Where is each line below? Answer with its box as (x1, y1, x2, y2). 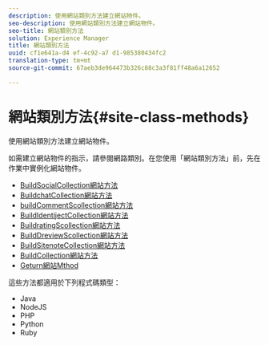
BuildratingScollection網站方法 (19, 220, 121, 229)
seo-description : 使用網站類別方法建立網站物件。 (8, 19, 159, 27)
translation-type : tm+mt (8, 57, 91, 65)
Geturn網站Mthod (19, 260, 78, 270)
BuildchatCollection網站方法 (19, 190, 113, 200)
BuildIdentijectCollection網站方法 (19, 210, 129, 220)
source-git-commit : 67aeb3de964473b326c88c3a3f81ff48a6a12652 (8, 64, 220, 72)
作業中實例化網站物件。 (8, 163, 86, 172)
